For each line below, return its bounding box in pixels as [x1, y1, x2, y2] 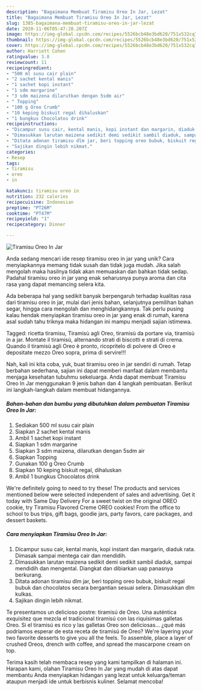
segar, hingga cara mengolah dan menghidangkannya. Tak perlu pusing [6, 305, 184, 312]
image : [6, 31, 23, 37]
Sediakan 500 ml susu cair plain [14, 421, 94, 429]
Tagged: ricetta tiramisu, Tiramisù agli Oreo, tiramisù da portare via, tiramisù [6, 330, 195, 336]
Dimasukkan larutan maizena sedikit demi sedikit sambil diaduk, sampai [14, 558, 192, 566]
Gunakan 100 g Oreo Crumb [14, 459, 85, 467]
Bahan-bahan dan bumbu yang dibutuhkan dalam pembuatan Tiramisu [6, 400, 190, 407]
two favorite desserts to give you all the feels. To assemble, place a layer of [6, 634, 193, 641]
